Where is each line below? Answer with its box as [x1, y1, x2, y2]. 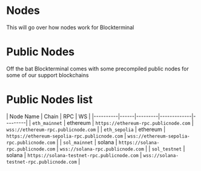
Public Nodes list [6, 93, 93, 107]
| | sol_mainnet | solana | [56, 138, 118, 146]
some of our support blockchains [6, 71, 89, 79]
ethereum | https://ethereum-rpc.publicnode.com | [66, 119, 194, 126]
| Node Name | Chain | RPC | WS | [6, 113, 91, 120]
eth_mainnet [32, 120, 62, 126]
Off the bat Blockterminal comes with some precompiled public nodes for [6, 65, 189, 72]
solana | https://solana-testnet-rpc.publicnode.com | [6, 151, 142, 158]
